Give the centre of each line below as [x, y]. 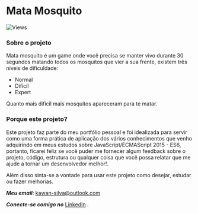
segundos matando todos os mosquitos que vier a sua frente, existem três [97, 62]
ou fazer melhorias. [30, 181]
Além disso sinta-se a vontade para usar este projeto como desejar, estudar [99, 175]
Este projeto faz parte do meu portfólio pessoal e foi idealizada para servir [97, 132]
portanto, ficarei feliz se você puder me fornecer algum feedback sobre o [96, 151]
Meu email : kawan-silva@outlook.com [53, 193]
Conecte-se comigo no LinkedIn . [47, 204]
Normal [24, 80]
